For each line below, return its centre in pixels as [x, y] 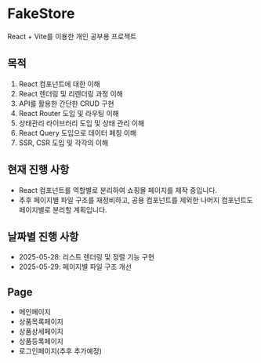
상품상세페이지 [41, 332]
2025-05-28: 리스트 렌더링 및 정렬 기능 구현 [86, 257]
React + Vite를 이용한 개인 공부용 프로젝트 [72, 36]
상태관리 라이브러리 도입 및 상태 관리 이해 [82, 123]
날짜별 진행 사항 [43, 236]
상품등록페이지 [41, 341]
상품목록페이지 [41, 321]
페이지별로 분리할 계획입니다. [63, 209]
